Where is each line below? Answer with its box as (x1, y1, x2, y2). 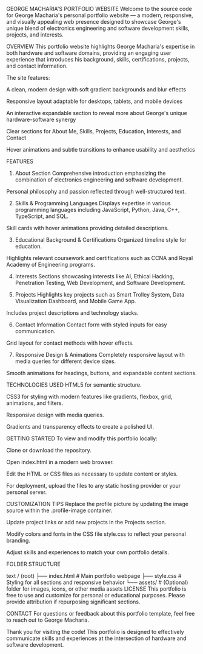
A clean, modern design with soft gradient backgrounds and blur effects (6, 86, 187, 93)
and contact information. (6, 62, 68, 69)
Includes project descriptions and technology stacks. (6, 309, 139, 316)
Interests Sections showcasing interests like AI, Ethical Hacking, (15, 273, 175, 280)
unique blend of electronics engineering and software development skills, (6, 24, 190, 32)
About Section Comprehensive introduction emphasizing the (15, 170, 166, 177)
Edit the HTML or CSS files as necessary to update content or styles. (6, 470, 178, 477)
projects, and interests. (6, 31, 64, 38)
